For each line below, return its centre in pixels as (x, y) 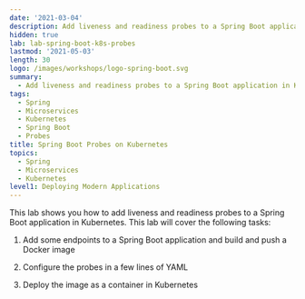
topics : (24, 153)
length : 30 (30, 60)
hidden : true (34, 35)
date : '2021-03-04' (46, 18)
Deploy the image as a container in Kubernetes (110, 285)
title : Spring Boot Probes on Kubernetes (89, 145)
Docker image (49, 250)
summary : (26, 77)
